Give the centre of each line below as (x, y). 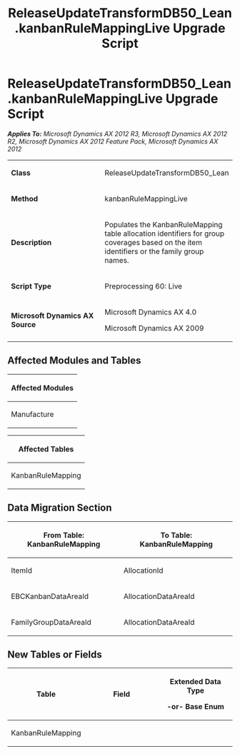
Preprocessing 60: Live (144, 286)
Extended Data (195, 682)
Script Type (31, 286)
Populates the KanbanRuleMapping (164, 224)
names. (117, 260)
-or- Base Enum (196, 707)
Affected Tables (46, 449)
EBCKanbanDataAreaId (50, 596)
